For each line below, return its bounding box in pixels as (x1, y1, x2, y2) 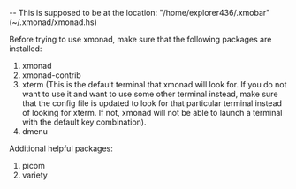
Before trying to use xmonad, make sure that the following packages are (9, 34, 272, 44)
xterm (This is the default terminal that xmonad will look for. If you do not (21, 79, 287, 89)
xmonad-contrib (21, 70, 81, 80)
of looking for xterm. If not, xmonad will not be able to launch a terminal (21, 108, 283, 117)
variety (21, 170, 49, 180)
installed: (9, 43, 42, 54)
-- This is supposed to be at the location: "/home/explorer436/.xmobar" (9, 8, 270, 18)
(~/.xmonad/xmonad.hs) (9, 17, 97, 27)
